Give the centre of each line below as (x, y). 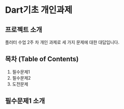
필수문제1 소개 (25, 101)
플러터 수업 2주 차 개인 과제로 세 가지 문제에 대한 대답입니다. (62, 42)
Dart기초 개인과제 (39, 10)
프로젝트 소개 (24, 30)
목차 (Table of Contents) (42, 59)
